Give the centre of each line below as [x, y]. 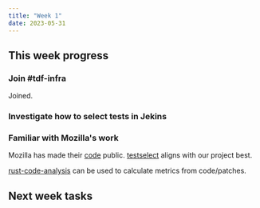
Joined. [21, 96]
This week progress [59, 56]
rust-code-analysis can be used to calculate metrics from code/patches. [128, 171]
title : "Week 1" [35, 16]
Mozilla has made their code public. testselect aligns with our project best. [130, 155]
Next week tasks [51, 196]
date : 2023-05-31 [37, 23]
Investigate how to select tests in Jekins [88, 117]
